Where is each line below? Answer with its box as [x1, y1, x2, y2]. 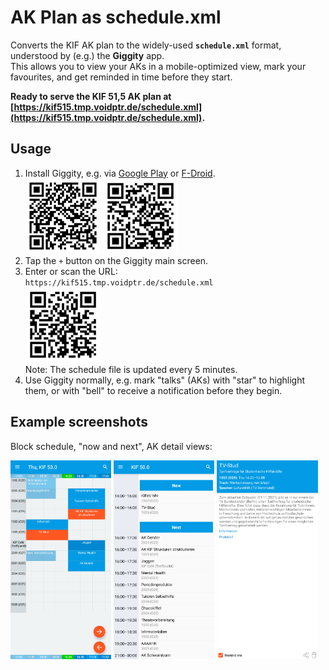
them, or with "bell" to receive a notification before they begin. [24, 384, 283, 396]
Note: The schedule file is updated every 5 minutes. [24, 363, 238, 375]
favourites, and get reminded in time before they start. [10, 71, 233, 83]
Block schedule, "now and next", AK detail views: [10, 440, 213, 452]
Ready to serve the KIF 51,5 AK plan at [10, 90, 172, 102]
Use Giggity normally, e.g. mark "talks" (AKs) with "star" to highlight [24, 374, 305, 386]
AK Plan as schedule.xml [10, 6, 222, 29]
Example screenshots [10, 414, 148, 431]
